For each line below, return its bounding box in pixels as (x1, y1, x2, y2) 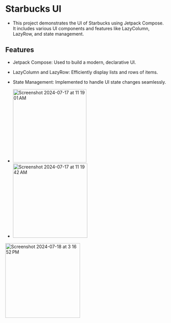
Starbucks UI (5, 3, 62, 15)
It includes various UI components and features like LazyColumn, (12, 25, 150, 31)
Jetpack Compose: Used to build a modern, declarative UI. (12, 59, 136, 65)
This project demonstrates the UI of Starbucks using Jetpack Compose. (12, 20, 164, 26)
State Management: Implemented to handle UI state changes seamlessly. (12, 79, 166, 85)
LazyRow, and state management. (12, 31, 84, 37)
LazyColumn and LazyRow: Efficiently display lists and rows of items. (12, 69, 158, 75)
